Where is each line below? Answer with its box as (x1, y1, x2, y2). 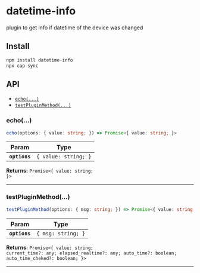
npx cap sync (6, 63, 39, 69)
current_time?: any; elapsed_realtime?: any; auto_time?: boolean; (6, 250, 177, 256)
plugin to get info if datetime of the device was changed (6, 24, 143, 31)
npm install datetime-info (6, 57, 73, 63)
